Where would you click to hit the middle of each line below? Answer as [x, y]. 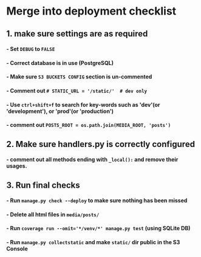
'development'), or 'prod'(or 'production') [60, 111]
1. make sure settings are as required [77, 34]
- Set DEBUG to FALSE [31, 49]
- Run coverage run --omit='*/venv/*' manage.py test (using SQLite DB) [98, 228]
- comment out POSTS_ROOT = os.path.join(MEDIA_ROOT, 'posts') [89, 125]
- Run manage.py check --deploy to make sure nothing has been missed [97, 200]
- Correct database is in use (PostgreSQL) [60, 63]
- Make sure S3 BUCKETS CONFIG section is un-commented [79, 77]
